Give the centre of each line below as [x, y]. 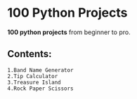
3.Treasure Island [34, 82]
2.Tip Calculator [33, 76]
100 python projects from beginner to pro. [69, 32]
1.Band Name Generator [40, 70]
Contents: [30, 54]
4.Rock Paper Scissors [40, 89]
